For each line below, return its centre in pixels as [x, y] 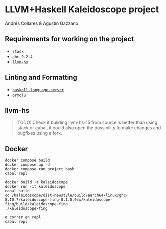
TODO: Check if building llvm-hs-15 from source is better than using [87, 123]
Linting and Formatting [41, 77]
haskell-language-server [38, 90]
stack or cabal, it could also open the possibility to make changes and [89, 128]
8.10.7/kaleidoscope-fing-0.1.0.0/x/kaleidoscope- [59, 200]
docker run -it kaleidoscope [35, 187]
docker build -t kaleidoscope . [39, 182]
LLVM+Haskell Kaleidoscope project [82, 9]
